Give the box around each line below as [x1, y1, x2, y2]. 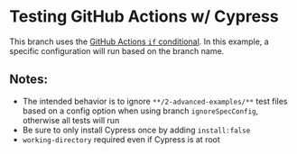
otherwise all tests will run [22, 114, 120, 125]
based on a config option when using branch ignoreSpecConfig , [22, 105, 259, 116]
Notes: [9, 72, 48, 87]
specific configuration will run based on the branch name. [9, 45, 225, 56]
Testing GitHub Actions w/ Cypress [9, 6, 279, 27]
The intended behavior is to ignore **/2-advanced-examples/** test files [22, 95, 288, 106]
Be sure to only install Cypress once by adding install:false [22, 124, 251, 135]
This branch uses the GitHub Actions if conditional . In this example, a [9, 36, 269, 47]
